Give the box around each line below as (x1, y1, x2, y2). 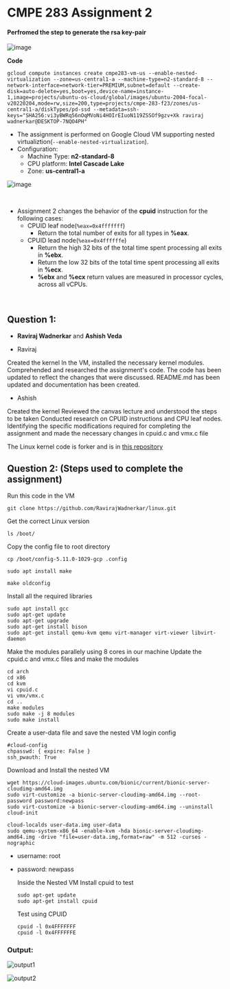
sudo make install (7, 717, 60, 724)
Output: (7, 945, 34, 955)
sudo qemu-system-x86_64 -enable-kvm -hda (7, 828, 130, 835)
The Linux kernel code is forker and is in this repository (7, 442, 163, 451)
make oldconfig (7, 580, 51, 587)
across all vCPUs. (37, 281, 88, 289)
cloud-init (7, 810, 38, 817)
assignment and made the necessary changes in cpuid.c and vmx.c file (7, 429, 209, 438)
